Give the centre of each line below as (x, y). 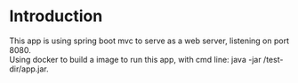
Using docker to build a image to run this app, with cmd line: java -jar (135, 59)
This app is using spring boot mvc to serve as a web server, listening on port (149, 41)
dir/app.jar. (29, 69)
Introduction (56, 16)
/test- (273, 59)
